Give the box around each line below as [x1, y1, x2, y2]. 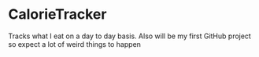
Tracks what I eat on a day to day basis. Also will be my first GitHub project [8, 31, 252, 41]
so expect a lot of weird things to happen [8, 39, 142, 48]
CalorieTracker [8, 5, 107, 23]
